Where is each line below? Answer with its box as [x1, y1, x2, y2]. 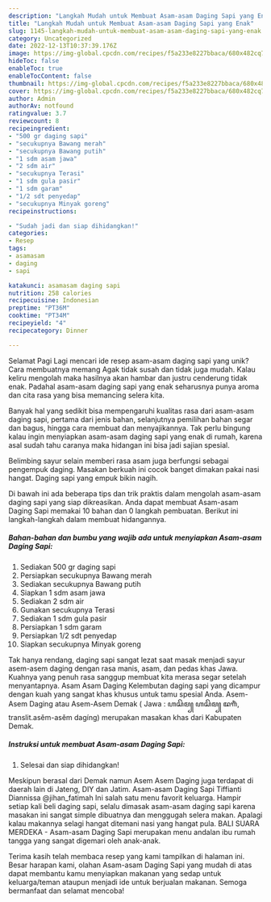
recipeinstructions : [8, 207, 78, 215]
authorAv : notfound [8, 102, 74, 110]
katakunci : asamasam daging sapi [8, 281, 121, 289]
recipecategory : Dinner [8, 327, 89, 335]
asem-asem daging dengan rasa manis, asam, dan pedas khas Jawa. [8, 664, 238, 673]
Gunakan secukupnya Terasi [19, 605, 115, 614]
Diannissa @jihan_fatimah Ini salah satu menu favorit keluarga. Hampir [8, 793, 242, 803]
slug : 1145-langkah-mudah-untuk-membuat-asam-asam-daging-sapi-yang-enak [8, 27, 262, 35]
